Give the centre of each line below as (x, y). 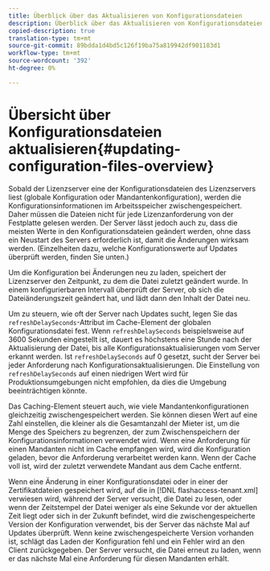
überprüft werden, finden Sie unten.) (69, 257)
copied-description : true (51, 31)
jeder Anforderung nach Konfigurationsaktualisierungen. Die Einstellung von (134, 365)
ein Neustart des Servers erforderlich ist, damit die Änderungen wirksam (129, 240)
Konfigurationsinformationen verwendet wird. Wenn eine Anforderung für (129, 440)
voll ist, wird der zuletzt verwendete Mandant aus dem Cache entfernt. (125, 466)
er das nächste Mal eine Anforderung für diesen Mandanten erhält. (119, 558)
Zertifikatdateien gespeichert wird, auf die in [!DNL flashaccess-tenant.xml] (133, 490)
